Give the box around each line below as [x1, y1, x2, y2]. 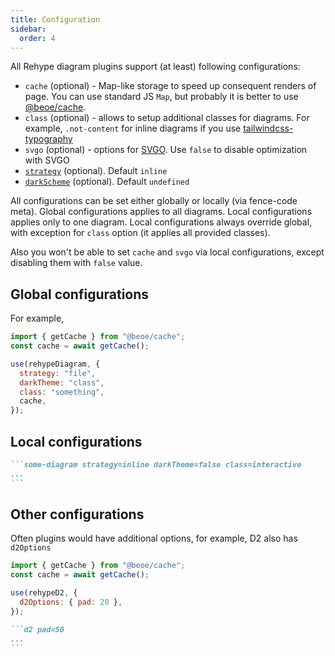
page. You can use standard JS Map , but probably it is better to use [24, 91, 299, 103]
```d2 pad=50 [10, 624, 65, 635]
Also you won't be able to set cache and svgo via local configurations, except [10, 246, 325, 258]
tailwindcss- [243, 122, 294, 135]
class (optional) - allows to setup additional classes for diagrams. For [24, 112, 310, 124]
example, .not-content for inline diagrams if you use [24, 122, 242, 135]
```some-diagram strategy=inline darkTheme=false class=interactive [10, 460, 302, 470]
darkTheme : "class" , [19, 377, 105, 388]
